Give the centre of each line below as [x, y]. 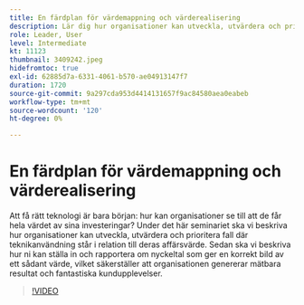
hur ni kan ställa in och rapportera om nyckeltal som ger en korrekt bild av [147, 254]
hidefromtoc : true [44, 69]
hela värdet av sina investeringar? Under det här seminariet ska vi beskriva [148, 225]
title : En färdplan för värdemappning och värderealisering [125, 18]
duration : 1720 [38, 85]
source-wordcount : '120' [56, 110]
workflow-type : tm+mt [50, 102]
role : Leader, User [46, 34]
